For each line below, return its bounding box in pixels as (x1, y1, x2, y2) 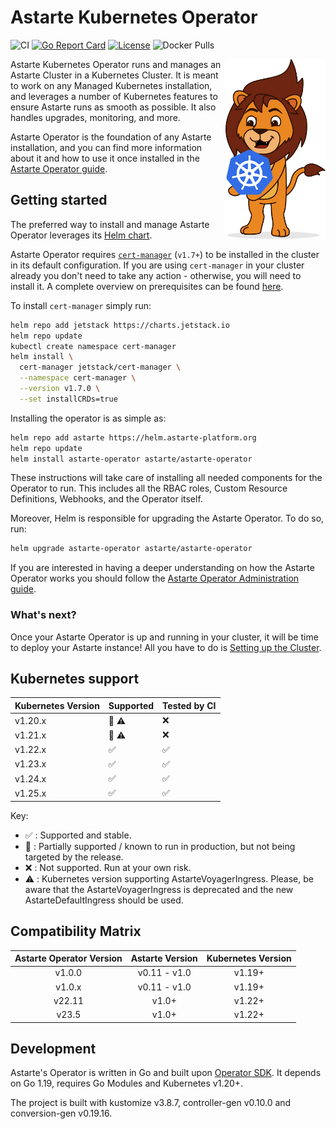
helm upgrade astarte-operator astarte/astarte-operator (10, 544, 253, 554)
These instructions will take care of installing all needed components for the (10, 472, 323, 484)
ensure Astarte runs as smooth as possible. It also (10, 101, 217, 113)
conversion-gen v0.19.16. (10, 1107, 113, 1120)
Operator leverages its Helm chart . (10, 229, 153, 241)
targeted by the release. (24, 851, 124, 863)
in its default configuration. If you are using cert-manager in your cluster (10, 259, 305, 271)
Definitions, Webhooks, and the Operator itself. (10, 493, 203, 505)
